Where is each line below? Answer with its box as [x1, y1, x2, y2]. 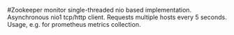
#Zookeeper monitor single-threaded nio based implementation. [7, 6, 192, 14]
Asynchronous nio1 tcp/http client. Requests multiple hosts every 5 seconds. [7, 13, 227, 21]
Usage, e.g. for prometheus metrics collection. [7, 21, 141, 28]
